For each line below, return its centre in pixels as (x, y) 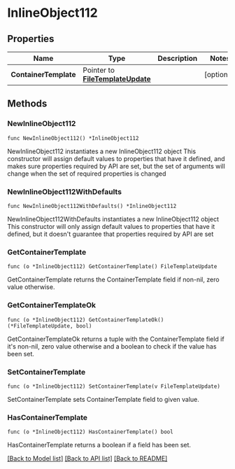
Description (178, 58)
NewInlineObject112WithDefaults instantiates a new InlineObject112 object (113, 219)
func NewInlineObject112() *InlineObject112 (73, 138)
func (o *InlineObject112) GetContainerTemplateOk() (86, 320)
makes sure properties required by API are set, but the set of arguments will (116, 166)
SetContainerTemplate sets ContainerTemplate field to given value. (103, 399)
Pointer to (99, 70)
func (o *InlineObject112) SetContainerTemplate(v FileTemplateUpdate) (114, 386)
